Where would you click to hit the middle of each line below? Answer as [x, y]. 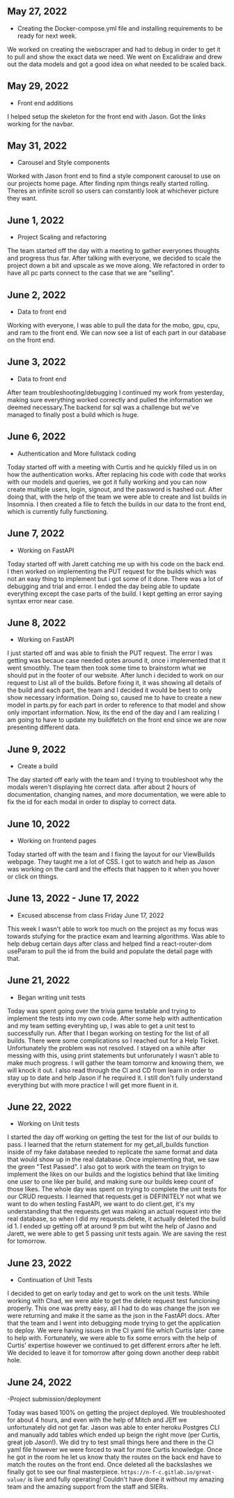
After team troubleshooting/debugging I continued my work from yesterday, [116, 392]
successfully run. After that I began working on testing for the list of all [108, 1033]
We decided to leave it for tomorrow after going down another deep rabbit [113, 1353]
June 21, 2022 [39, 981]
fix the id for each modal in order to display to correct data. [92, 802]
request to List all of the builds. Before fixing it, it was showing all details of [115, 683]
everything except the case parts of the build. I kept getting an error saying [115, 594]
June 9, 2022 [37, 749]
